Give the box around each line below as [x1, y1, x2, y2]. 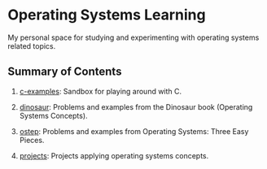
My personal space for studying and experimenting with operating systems [7, 32, 260, 42]
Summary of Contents [7, 65, 122, 79]
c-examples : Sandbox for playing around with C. [19, 86, 182, 96]
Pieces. [19, 135, 45, 145]
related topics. [7, 41, 56, 50]
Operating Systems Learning [7, 6, 206, 24]
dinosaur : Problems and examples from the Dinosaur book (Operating [19, 102, 253, 111]
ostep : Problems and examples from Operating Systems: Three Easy [19, 126, 249, 136]
